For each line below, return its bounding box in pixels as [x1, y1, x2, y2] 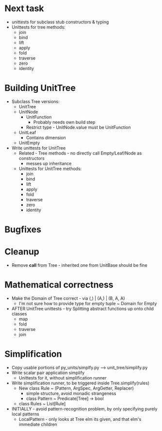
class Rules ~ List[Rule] [18, 400, 66, 406]
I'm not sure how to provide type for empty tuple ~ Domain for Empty [18, 300, 157, 306]
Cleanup [4, 246, 40, 258]
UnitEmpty [18, 139, 40, 146]
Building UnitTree [4, 83, 76, 94]
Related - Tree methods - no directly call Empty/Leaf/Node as [18, 150, 142, 156]
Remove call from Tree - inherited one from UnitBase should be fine [11, 262, 147, 268]
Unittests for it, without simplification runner [18, 375, 107, 380]
